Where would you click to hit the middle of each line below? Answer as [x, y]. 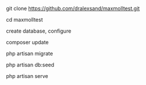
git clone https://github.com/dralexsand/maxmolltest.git [73, 8]
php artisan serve [27, 76]
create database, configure [39, 31]
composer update [27, 42]
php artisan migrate [30, 54]
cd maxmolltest [25, 20]
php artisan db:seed [30, 65]
